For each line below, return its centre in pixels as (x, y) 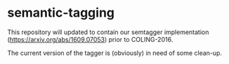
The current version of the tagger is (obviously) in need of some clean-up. (115, 53)
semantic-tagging (61, 13)
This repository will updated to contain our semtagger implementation (108, 32)
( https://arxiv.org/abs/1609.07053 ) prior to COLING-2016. (90, 39)
